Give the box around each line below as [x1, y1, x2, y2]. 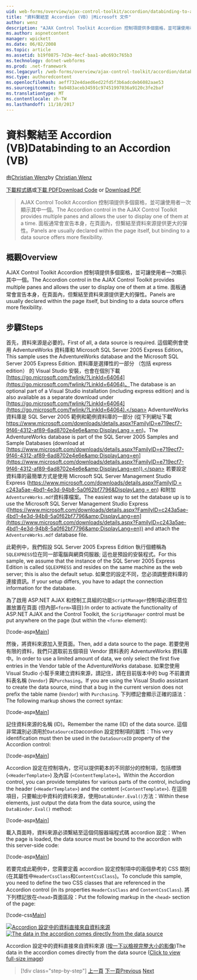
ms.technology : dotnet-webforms [6, 58, 85, 63]
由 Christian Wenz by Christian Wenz [6, 174, 93, 181]
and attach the [144, 525, 180, 532]
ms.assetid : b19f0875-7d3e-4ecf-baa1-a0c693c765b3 [6, 52, 133, 58]
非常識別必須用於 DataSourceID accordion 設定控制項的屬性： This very [6, 728, 173, 735]
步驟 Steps [6, 322, 43, 332]
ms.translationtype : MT [6, 90, 64, 96]
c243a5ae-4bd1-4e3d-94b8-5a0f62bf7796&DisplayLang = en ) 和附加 [6, 486, 176, 493]
